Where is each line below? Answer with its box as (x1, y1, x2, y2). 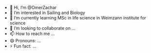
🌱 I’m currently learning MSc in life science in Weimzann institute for (9, 15, 147, 20)
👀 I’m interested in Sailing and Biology (9, 10, 85, 16)
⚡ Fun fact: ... (9, 43, 36, 49)
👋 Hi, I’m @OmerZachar (9, 5, 57, 10)
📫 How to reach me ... (9, 31, 55, 36)
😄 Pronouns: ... (9, 38, 41, 43)
